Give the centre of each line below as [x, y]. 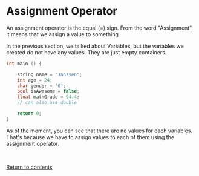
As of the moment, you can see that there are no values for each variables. [99, 131]
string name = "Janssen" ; [50, 74]
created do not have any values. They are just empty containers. [86, 52]
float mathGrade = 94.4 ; [48, 97]
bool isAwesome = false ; [48, 91]
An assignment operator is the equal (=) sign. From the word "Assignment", [100, 28]
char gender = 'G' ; [42, 86]
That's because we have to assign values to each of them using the [90, 137]
